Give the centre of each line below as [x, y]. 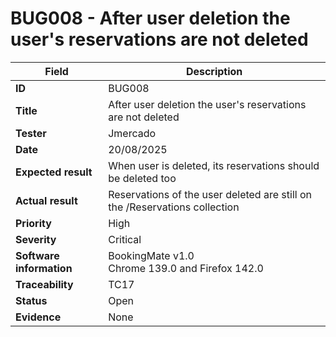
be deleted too [142, 178]
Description [214, 71]
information [44, 268]
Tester [31, 133]
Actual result [46, 200]
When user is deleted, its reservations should [214, 165]
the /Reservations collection [174, 207]
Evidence [38, 317]
